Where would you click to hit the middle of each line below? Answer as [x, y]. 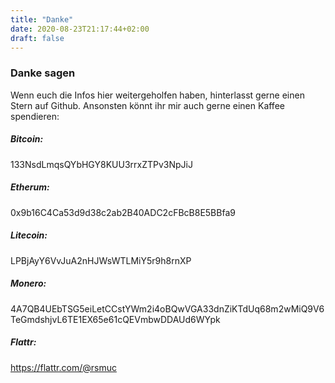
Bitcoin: [27, 139]
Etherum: [30, 187]
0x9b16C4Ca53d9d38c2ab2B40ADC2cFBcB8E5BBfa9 [123, 212]
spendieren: [35, 116]
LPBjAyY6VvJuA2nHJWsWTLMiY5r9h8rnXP [101, 260]
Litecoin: [29, 235]
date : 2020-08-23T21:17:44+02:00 [80, 29]
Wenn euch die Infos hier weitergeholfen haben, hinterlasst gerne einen [157, 95]
